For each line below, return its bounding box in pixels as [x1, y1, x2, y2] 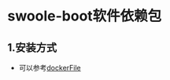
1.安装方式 [7, 41, 57, 54]
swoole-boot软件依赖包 [7, 7, 162, 25]
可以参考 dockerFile [18, 64, 81, 72]
